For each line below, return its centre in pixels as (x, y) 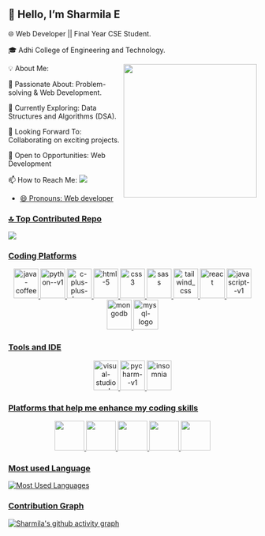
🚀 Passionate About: (41, 84)
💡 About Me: (29, 68)
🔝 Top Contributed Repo (55, 218)
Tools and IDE (35, 347)
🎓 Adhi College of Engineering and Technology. (87, 50)
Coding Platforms (43, 256)
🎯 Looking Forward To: (45, 131)
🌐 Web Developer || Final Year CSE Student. (80, 33)
